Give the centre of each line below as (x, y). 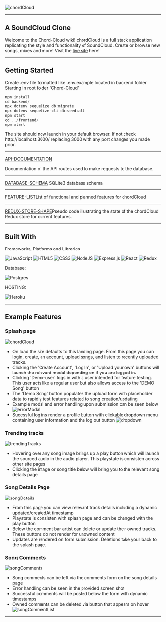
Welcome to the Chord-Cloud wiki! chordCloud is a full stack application (79, 40)
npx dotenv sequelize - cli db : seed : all (45, 111)
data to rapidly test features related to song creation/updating (75, 399)
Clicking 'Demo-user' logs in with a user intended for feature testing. (82, 378)
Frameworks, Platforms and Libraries (42, 249)
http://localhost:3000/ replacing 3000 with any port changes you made (78, 139)
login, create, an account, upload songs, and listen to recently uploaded (85, 357)
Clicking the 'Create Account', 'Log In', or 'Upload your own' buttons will (86, 368)
